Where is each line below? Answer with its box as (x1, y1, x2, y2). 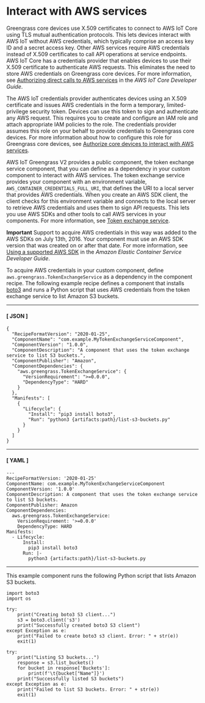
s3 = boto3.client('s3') (17, 617, 81, 624)
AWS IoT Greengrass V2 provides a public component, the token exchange (6, 158, 195, 166)
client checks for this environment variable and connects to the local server (6, 197, 196, 205)
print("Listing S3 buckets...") (17, 655, 99, 661)
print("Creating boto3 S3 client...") (17, 612, 116, 618)
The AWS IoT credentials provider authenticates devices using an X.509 (6, 95, 187, 102)
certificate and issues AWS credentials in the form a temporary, (6, 101, 166, 108)
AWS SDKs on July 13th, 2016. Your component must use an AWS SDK (6, 235, 184, 242)
